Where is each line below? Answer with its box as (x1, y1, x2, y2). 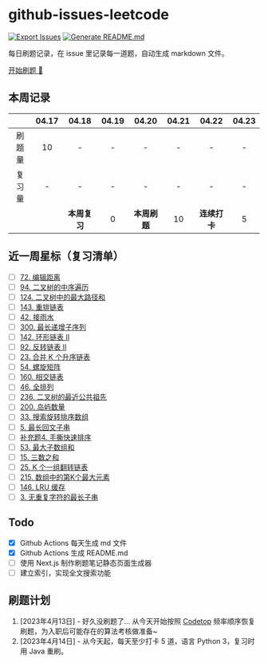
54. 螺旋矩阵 (19, 362, 61, 372)
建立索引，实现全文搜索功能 (19, 568, 112, 578)
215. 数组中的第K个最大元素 (19, 472, 110, 482)
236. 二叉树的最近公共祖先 (19, 393, 108, 402)
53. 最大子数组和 (19, 442, 75, 452)
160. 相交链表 (19, 373, 64, 382)
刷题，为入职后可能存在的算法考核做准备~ (19, 626, 158, 636)
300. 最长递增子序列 (19, 322, 86, 332)
